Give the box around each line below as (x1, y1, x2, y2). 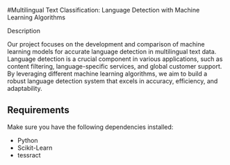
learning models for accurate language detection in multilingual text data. (7, 48, 217, 55)
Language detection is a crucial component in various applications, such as (7, 55, 223, 63)
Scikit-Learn (17, 144, 53, 152)
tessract (17, 150, 41, 159)
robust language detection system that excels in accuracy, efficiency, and (7, 77, 218, 85)
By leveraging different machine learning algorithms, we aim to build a (7, 69, 208, 78)
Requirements (7, 104, 69, 116)
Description (7, 27, 40, 35)
